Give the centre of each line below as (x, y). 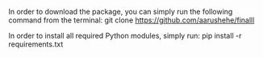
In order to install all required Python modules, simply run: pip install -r (125, 36)
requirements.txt (36, 44)
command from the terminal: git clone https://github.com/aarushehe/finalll (131, 20)
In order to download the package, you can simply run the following (121, 12)
